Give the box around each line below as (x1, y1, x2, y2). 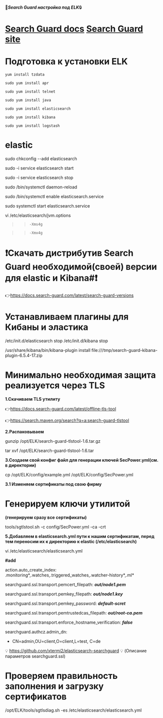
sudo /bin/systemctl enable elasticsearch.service (5, 194, 104, 200)
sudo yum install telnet (5, 89, 56, 94)
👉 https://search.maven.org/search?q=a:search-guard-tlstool (5, 417, 129, 423)
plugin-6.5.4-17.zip (5, 352, 43, 358)
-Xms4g (29, 222, 43, 227)
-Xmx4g (29, 230, 43, 236)
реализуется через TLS (5, 380, 105, 391)
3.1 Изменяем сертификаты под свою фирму (5, 481, 102, 487)
